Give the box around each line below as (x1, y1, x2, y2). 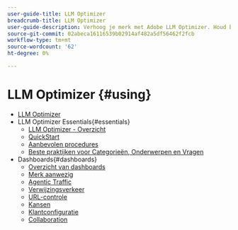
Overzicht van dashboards (28, 162, 106, 171)
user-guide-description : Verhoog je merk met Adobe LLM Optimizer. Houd (7, 23, 227, 30)
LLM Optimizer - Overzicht (28, 125, 106, 133)
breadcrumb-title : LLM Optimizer (7, 17, 106, 24)
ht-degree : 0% (7, 50, 50, 57)
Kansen (28, 200, 51, 209)
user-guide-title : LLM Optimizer (7, 10, 106, 18)
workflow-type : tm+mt (7, 37, 72, 44)
